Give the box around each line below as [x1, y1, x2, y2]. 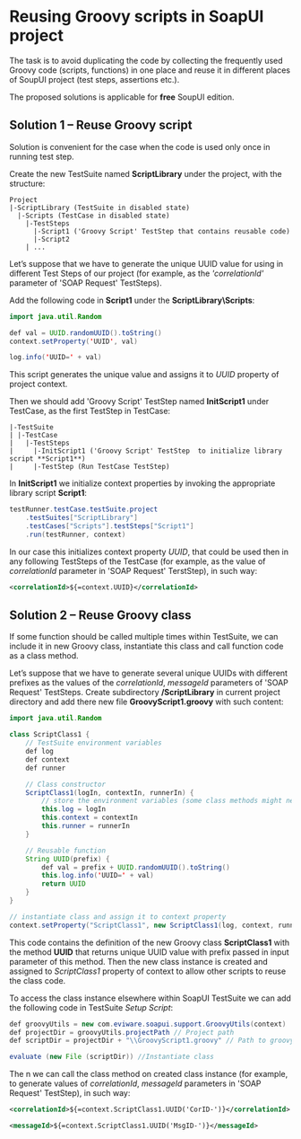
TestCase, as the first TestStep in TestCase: [9, 406, 171, 417]
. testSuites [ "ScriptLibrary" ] [25, 514, 139, 523]
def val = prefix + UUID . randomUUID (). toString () [41, 862, 230, 872]
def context [25, 755, 70, 764]
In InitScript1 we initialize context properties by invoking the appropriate [9, 478, 276, 489]
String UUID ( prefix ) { [25, 854, 110, 863]
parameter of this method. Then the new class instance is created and [9, 956, 269, 967]
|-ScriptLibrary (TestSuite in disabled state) [9, 203, 191, 212]
